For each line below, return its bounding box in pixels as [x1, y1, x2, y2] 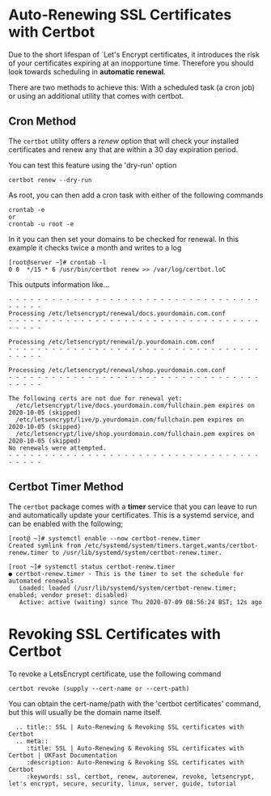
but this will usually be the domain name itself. [8, 707, 162, 717]
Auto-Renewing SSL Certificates [8, 6, 232, 24]
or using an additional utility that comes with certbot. [8, 91, 184, 100]
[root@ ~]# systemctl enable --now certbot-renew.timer [8, 534, 201, 543]
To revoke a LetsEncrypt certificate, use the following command [8, 669, 222, 679]
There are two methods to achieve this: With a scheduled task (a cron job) [8, 83, 255, 92]
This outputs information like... [8, 279, 110, 289]
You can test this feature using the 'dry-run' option [8, 160, 177, 170]
